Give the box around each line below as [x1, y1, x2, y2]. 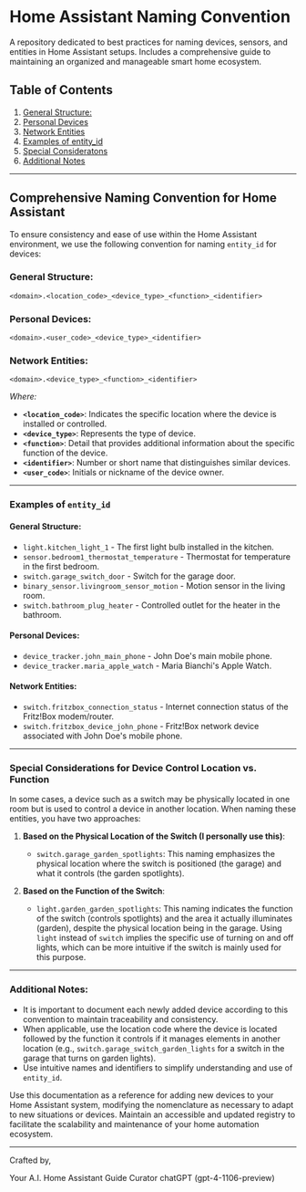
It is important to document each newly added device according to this [22, 1004, 289, 1015]
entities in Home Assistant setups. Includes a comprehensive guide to [9, 46, 271, 57]
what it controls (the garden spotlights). [36, 868, 185, 879]
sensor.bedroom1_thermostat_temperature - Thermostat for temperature [22, 550, 291, 562]
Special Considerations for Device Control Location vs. [9, 761, 257, 774]
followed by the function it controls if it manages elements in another [22, 1033, 280, 1044]
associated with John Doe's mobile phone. [22, 730, 183, 741]
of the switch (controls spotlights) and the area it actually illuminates [36, 913, 293, 924]
